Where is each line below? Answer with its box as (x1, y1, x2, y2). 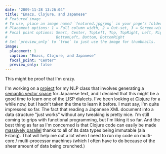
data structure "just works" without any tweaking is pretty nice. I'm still (5, 112, 149, 117)
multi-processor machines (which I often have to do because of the (18, 138, 156, 144)
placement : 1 (9, 48, 37, 53)
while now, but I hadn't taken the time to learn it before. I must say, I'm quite (5, 101, 160, 107)
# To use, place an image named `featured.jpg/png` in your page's (5, 21, 147, 26)
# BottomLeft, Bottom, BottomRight (5, 35, 125, 40)
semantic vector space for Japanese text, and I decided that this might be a (5, 91, 159, 97)
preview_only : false (9, 62, 52, 67)
